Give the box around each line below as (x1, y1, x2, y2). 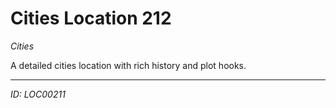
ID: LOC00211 (10, 88, 66, 100)
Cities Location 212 (10, 7, 172, 30)
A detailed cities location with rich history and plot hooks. (10, 59, 247, 71)
